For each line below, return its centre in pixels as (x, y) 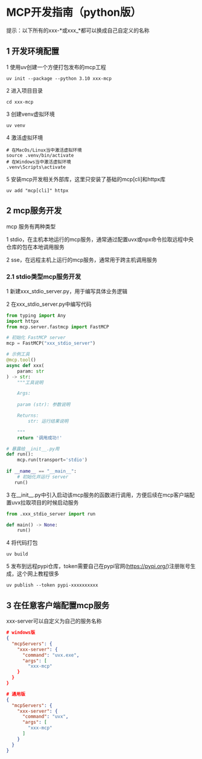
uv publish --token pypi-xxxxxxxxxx (52, 585)
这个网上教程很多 (38, 574)
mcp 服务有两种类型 (31, 226)
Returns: (28, 416)
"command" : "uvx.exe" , (51, 655)
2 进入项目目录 (25, 90)
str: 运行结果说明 (48, 421)
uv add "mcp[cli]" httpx (37, 191)
